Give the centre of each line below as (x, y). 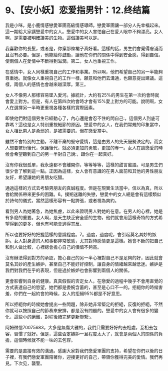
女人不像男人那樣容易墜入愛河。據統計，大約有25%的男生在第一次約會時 (80, 95)
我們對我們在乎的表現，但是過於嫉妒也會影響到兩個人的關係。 (69, 270)
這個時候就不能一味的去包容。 (44, 340)
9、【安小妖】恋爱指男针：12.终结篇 (78, 10)
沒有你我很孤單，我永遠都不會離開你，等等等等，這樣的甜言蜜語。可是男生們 (84, 164)
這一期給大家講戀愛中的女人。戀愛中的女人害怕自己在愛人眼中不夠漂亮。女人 (84, 31)
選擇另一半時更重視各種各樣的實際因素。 (55, 107)
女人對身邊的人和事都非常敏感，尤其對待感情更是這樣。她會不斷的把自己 (88, 241)
